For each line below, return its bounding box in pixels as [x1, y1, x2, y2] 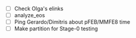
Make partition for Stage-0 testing [14, 25, 98, 32]
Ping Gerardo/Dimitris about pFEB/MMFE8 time [14, 18, 131, 26]
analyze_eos [14, 12, 45, 19]
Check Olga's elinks [14, 5, 64, 12]
